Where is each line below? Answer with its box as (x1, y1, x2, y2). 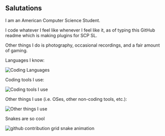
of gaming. (5, 47, 28, 53)
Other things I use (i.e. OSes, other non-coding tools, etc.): (5, 96, 127, 102)
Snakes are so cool (5, 115, 45, 121)
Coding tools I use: (5, 76, 44, 82)
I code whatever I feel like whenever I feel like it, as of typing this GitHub (5, 27, 155, 33)
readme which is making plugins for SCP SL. (5, 32, 97, 38)
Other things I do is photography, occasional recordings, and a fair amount (5, 42, 160, 48)
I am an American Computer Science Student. (5, 17, 100, 23)
